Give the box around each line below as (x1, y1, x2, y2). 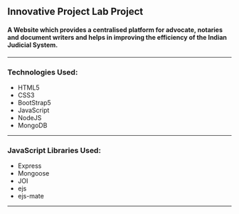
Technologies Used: (7, 67, 78, 77)
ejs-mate (17, 192, 44, 200)
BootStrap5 (17, 98, 51, 107)
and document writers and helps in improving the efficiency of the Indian (7, 33, 228, 41)
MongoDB (17, 121, 48, 129)
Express (17, 161, 42, 170)
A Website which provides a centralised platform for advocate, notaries (7, 25, 223, 34)
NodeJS (17, 113, 42, 122)
